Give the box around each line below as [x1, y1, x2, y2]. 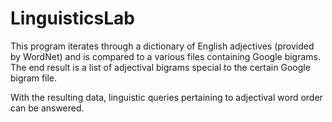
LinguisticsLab [10, 7, 135, 30]
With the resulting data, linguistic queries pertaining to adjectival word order [10, 91, 323, 103]
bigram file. [10, 72, 58, 84]
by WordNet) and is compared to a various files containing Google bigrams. [10, 50, 322, 62]
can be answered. [10, 102, 85, 114]
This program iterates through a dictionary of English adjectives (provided [10, 40, 315, 52]
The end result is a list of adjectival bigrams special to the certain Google [10, 61, 311, 73]
